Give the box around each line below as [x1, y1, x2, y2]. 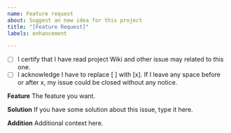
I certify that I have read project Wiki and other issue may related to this [17, 55, 224, 64]
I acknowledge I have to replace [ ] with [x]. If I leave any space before [17, 71, 220, 79]
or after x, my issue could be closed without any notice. [17, 78, 178, 87]
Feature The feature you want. [7, 92, 96, 100]
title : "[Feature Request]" [7, 23, 90, 30]
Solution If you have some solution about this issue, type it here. [7, 106, 194, 114]
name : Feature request [7, 10, 73, 17]
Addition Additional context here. [7, 119, 104, 127]
